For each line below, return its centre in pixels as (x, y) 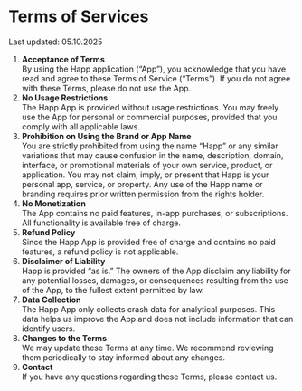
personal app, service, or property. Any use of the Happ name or (142, 184)
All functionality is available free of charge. (101, 223)
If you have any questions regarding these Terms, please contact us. (149, 377)
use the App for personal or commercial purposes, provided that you (149, 117)
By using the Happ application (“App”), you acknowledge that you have (154, 69)
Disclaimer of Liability (63, 261)
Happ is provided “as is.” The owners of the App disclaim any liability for (156, 271)
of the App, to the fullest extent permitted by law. (113, 290)
